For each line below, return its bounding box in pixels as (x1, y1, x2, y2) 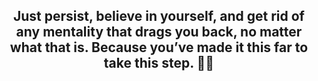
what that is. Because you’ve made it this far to (9, 39, 309, 56)
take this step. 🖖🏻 (103, 55, 215, 72)
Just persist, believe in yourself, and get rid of (13, 8, 305, 25)
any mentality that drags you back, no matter (15, 24, 303, 41)
